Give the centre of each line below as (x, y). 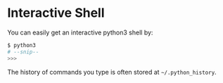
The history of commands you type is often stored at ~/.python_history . (112, 72)
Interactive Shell (56, 13)
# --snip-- (23, 52)
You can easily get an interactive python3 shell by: (80, 32)
